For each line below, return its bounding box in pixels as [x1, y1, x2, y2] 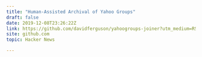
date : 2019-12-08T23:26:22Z [6, 20, 77, 26]
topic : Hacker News [6, 37, 55, 43]
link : [6, 25, 20, 32]
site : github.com [6, 31, 50, 37]
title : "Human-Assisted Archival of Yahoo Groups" [6, 8, 136, 15]
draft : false [6, 14, 39, 20]
